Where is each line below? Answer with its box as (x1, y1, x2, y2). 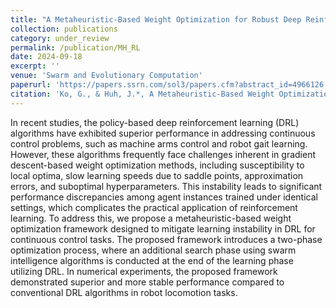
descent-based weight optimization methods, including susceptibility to (10, 159, 305, 171)
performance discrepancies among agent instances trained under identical (10, 191, 318, 203)
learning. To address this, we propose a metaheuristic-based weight (10, 212, 292, 224)
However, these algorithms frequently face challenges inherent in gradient (10, 148, 316, 160)
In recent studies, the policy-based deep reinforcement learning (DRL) (10, 116, 300, 128)
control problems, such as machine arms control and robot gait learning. (10, 137, 308, 150)
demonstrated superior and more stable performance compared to (10, 276, 285, 288)
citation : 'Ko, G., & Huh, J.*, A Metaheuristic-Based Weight (10, 89, 275, 99)
